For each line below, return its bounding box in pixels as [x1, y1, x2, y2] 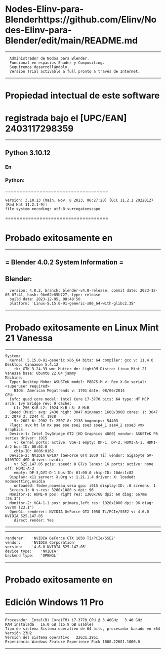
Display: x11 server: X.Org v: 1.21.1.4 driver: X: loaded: [9, 475, 136, 480]
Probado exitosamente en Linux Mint [5, 322, 159, 333]
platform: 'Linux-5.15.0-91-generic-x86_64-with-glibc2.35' [9, 301, 136, 306]
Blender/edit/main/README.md [5, 35, 138, 46]
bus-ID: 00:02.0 [14, 444, 48, 449]
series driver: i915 [5, 436, 48, 440]
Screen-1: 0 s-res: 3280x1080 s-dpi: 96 [9, 487, 94, 492]
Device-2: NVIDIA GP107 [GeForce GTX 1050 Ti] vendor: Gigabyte [9, 453, 145, 458]
